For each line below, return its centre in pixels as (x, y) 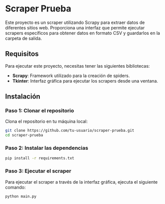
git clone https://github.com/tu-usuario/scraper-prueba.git (70, 131)
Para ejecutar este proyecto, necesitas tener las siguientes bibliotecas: (78, 66)
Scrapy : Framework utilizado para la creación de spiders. (71, 76)
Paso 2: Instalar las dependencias (47, 148)
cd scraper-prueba (24, 135)
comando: (15, 187)
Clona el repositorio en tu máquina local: (46, 121)
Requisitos (22, 54)
